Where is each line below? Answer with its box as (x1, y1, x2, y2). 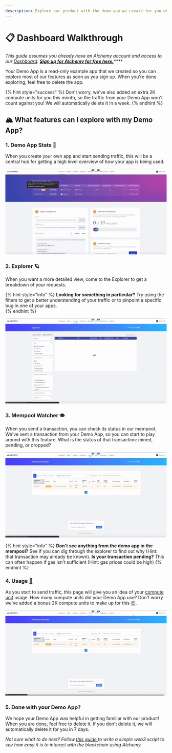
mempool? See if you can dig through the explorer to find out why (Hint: (5, 548, 158, 554)
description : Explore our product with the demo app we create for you (5, 8, 161, 13)
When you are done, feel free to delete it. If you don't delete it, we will (5, 721, 153, 727)
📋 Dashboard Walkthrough (5, 32, 123, 44)
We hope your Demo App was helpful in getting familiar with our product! (5, 715, 160, 722)
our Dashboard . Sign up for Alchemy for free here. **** (5, 58, 123, 64)
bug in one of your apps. (5, 302, 57, 309)
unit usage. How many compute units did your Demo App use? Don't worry (5, 595, 163, 601)
